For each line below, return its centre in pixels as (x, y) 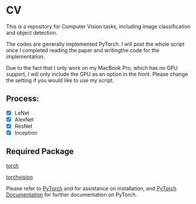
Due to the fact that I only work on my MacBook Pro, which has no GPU (92, 67)
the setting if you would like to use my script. (60, 80)
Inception (26, 132)
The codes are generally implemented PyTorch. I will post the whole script (95, 44)
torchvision (20, 177)
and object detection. (32, 32)
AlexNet (24, 119)
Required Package (40, 152)
